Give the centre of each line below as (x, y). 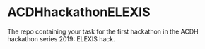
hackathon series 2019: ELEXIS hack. (61, 38)
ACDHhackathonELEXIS (79, 12)
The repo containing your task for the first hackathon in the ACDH (103, 31)
